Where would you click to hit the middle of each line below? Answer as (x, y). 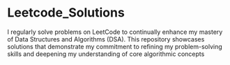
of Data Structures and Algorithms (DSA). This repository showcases (106, 39)
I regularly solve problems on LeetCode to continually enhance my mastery (115, 32)
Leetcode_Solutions (66, 13)
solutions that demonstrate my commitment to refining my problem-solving (115, 46)
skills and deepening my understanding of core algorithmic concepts (106, 54)
